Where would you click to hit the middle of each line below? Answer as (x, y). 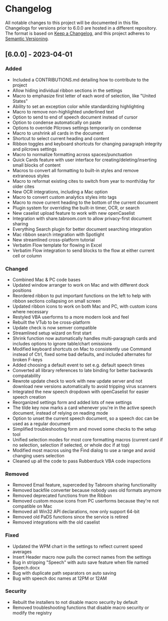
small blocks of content (36, 165)
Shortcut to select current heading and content (61, 138)
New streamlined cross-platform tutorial (53, 239)
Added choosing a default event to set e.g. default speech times (78, 365)
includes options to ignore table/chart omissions (62, 343)
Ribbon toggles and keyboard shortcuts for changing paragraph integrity (87, 144)
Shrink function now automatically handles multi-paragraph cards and (84, 338)
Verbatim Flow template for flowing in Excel (57, 245)
